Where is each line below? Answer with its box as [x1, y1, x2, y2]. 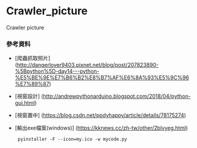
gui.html [14, 100, 35, 107]
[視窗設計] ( [14, 92, 43, 100]
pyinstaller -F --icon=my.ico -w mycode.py [17, 136, 127, 143]
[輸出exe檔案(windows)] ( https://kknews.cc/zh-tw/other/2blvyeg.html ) [14, 124, 188, 132]
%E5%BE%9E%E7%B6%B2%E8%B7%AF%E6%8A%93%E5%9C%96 [14, 74, 189, 81]
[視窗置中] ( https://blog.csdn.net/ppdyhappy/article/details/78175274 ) [14, 112, 186, 119]
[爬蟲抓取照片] [14, 55, 51, 62]
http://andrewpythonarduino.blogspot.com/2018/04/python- [43, 92, 191, 100]
